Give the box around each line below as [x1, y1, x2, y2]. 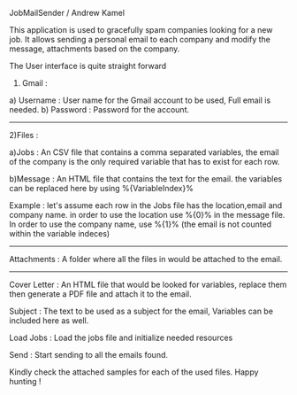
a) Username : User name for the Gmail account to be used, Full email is [9, 95, 271, 105]
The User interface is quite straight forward [9, 61, 167, 71]
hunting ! [9, 376, 42, 386]
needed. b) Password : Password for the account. [9, 105, 190, 114]
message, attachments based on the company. [9, 43, 180, 54]
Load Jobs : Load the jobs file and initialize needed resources [9, 332, 233, 343]
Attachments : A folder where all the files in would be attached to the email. [9, 254, 283, 264]
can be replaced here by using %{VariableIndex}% [9, 183, 194, 193]
